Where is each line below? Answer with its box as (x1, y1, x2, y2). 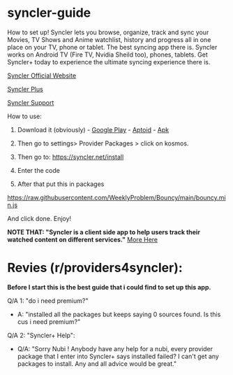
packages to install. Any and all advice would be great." (17, 359, 176, 368)
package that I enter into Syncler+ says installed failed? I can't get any (17, 352, 220, 360)
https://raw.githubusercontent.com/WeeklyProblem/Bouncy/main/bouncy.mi (7, 193, 226, 201)
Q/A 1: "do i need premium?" (7, 296, 89, 305)
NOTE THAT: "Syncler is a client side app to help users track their (7, 227, 201, 236)
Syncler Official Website (7, 71, 77, 80)
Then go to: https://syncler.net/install (17, 153, 124, 161)
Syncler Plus (7, 85, 43, 93)
